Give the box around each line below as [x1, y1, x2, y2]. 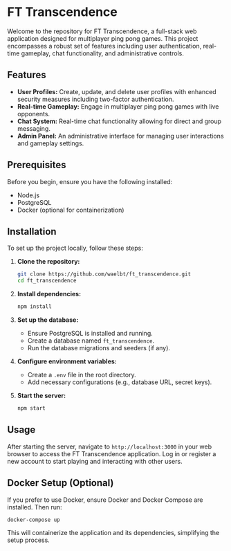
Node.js [17, 191, 40, 199]
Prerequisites [7, 159, 66, 171]
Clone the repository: [17, 258, 80, 266]
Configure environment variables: [17, 357, 117, 365]
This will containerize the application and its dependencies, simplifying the [7, 529, 220, 537]
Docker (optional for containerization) [17, 206, 124, 214]
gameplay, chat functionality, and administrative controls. [21, 49, 185, 57]
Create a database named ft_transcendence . [27, 336, 155, 345]
